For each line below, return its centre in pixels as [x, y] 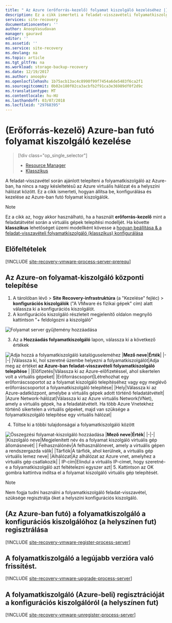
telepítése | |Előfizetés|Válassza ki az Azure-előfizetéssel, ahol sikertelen [83, 371]
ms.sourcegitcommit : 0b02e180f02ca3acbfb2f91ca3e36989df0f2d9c [74, 86]
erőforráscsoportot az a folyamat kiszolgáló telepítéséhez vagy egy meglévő [86, 382]
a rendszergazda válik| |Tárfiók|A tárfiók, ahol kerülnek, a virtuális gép [79, 451]
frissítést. [21, 566]
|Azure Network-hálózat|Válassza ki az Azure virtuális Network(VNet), [79, 398]
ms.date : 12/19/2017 [27, 72]
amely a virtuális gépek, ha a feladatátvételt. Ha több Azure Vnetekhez [80, 404]
